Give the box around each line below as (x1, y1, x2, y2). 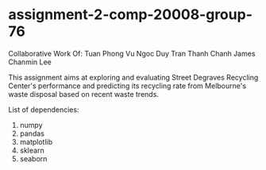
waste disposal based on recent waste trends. (8, 89, 159, 99)
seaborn (19, 153, 48, 164)
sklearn (19, 145, 45, 155)
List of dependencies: (8, 105, 79, 114)
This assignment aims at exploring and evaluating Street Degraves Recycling (8, 72, 259, 82)
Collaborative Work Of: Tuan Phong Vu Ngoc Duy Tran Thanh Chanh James (8, 48, 256, 58)
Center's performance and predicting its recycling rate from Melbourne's (8, 81, 247, 91)
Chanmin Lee (8, 57, 52, 67)
